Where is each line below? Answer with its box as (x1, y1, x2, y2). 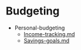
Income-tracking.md (23, 30, 76, 37)
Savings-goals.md (23, 37, 69, 44)
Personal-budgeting (14, 24, 65, 31)
